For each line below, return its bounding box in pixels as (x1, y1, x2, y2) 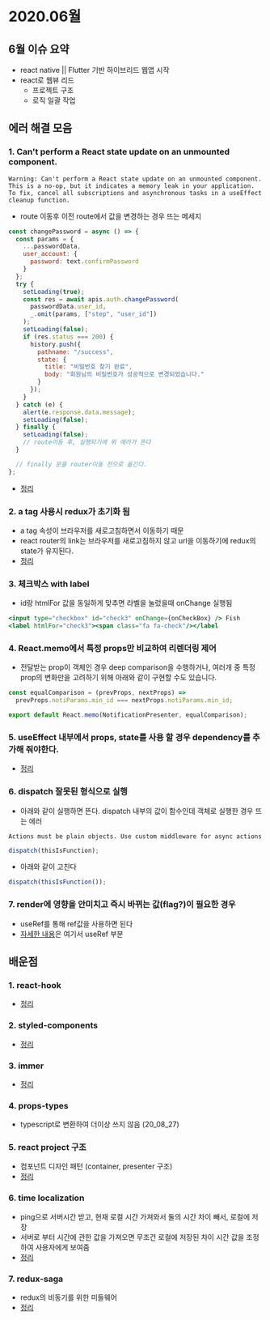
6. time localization (8, 1192, 85, 1203)
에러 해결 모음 (8, 121, 73, 135)
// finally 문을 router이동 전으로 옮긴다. (15, 460, 148, 468)
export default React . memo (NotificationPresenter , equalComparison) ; (8, 711, 248, 719)
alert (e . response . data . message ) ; (23, 408, 136, 416)
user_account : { (23, 250, 78, 258)
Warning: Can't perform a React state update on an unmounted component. (8, 175, 263, 183)
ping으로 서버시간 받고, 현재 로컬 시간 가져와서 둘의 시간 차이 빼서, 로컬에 (19, 1211, 251, 1221)
